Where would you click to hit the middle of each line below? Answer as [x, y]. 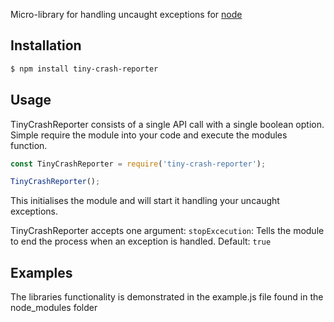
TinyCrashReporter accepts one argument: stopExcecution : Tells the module [167, 231]
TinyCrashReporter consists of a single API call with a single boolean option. [167, 124]
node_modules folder [54, 308]
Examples [41, 272]
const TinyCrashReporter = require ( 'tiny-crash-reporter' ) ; [138, 164]
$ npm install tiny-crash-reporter [84, 69]
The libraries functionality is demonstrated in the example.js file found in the [167, 297]
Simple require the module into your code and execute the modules [149, 135]
